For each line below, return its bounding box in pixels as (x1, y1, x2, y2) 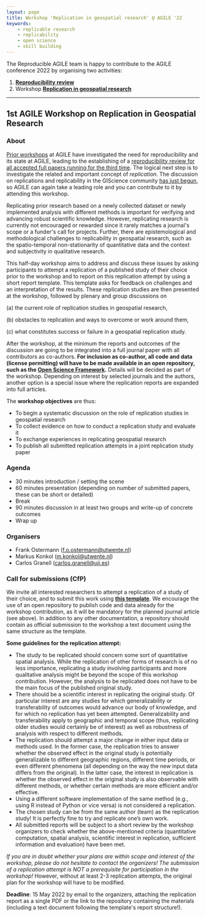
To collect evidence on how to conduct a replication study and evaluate (15, 422, 196, 430)
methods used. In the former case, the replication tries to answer (15, 743, 180, 750)
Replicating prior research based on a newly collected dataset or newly (6, 202, 186, 209)
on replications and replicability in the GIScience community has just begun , (6, 176, 198, 184)
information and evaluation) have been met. (15, 841, 126, 848)
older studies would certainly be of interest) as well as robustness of (15, 723, 189, 731)
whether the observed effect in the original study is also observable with (15, 776, 199, 783)
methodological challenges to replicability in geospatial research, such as (6, 234, 192, 242)
